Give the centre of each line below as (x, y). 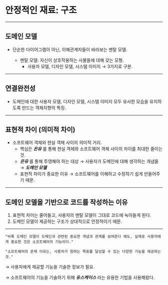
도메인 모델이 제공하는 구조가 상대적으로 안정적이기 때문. (67, 221)
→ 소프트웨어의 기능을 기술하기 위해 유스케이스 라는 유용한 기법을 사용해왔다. (80, 277)
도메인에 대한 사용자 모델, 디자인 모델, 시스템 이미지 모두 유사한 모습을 (80, 101)
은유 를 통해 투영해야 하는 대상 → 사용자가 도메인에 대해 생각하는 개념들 (89, 161)
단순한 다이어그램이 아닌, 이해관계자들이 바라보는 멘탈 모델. (70, 49)
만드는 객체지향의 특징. (44, 108)
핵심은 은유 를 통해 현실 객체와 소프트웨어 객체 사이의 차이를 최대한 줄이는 (91, 149)
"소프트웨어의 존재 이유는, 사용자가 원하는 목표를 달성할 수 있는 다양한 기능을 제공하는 (83, 252)
